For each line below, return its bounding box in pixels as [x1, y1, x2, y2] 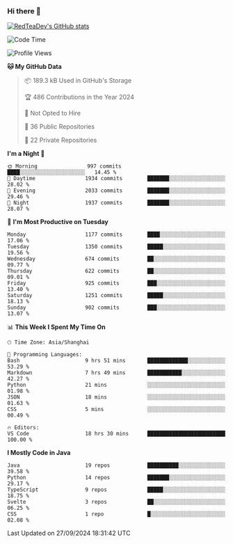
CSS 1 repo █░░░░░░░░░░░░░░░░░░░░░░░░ [7, 511, 226, 518]
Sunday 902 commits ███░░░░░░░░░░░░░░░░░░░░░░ [7, 304, 226, 312]
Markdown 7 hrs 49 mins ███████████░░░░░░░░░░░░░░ [7, 369, 226, 376]
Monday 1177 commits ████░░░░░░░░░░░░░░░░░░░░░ [7, 231, 226, 239]
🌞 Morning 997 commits [7, 163, 122, 170]
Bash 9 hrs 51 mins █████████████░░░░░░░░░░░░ [7, 358, 226, 365]
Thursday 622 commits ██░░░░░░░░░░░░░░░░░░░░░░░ [7, 268, 226, 275]
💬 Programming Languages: [7, 351, 82, 358]
